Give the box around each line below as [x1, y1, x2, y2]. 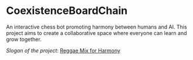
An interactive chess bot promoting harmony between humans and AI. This [6, 23, 187, 30]
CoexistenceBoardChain [6, 4, 128, 17]
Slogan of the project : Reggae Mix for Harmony [6, 47, 121, 54]
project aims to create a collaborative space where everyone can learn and [6, 29, 187, 36]
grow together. [6, 36, 42, 43]
